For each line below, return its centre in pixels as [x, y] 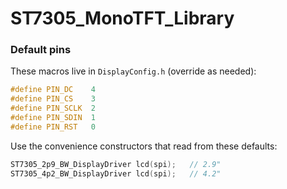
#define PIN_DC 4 [53, 90]
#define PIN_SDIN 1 [53, 118]
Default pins [41, 50]
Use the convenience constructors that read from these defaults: [144, 146]
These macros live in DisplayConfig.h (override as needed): [133, 71]
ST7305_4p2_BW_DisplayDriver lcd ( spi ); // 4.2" [116, 173]
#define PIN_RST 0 [53, 127]
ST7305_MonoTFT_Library [122, 18]
